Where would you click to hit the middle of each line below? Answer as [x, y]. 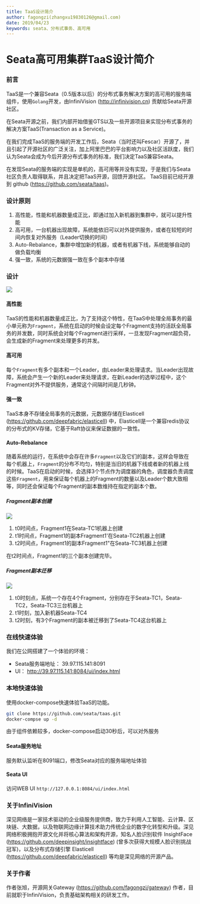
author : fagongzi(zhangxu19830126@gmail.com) [63, 17]
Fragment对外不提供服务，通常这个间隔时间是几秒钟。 [73, 384]
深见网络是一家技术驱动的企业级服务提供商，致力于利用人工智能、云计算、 [97, 819]
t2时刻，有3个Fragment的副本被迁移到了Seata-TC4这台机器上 [91, 621]
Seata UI [17, 774]
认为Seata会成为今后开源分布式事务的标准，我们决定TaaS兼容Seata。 [92, 156]
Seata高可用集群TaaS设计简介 [80, 60]
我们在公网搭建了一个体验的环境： [48, 651]
